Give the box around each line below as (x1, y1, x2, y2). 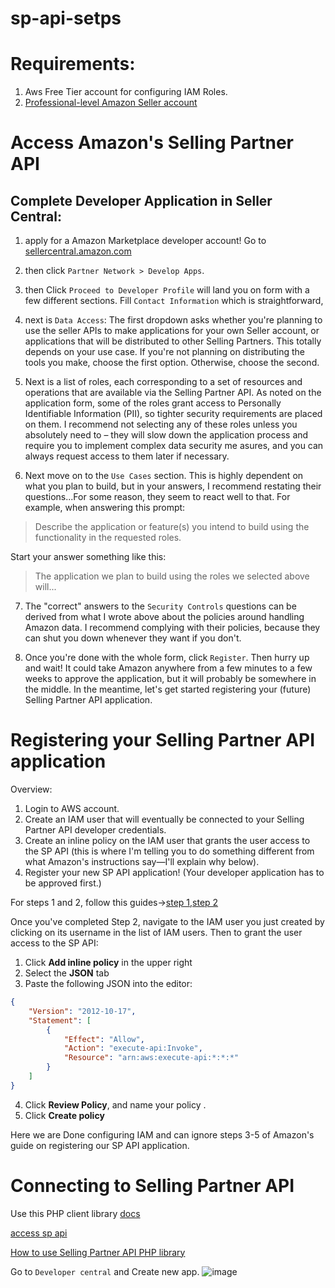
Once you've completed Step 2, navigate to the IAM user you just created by (10, 916, 325, 928)
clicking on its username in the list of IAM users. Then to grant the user (10, 927, 303, 939)
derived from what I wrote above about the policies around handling (24, 611, 305, 623)
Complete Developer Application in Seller (10, 192, 273, 209)
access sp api (10, 1227, 68, 1239)
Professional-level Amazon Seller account (24, 97, 198, 109)
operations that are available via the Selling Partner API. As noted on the (24, 387, 322, 399)
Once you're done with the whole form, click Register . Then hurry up (24, 652, 310, 664)
